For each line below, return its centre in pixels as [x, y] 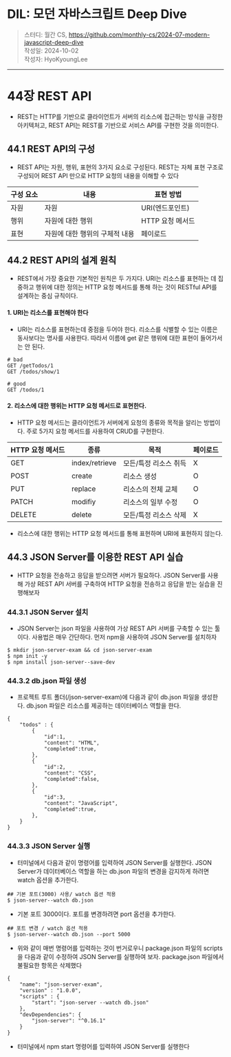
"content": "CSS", [70, 773]
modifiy [84, 501]
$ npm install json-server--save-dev [61, 662]
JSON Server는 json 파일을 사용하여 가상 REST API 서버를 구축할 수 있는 [115, 628]
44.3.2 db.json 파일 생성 [47, 681]
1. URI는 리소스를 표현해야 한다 [48, 313]
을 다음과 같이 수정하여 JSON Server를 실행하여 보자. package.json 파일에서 [120, 956]
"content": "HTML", [71, 743]
